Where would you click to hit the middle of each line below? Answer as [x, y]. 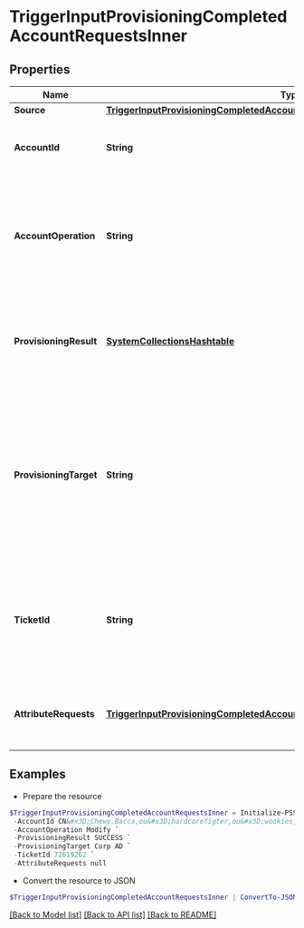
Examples [38, 774]
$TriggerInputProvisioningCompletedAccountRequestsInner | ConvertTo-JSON [153, 897]
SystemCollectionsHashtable [171, 341]
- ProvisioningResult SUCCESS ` [72, 838]
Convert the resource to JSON [79, 880]
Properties [40, 69]
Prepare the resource [62, 796]
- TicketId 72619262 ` [54, 855]
